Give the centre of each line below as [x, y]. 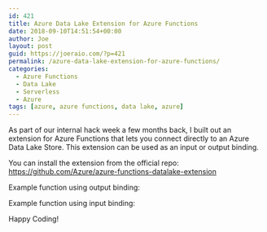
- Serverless [38, 92]
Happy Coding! [34, 219]
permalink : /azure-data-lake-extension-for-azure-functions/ [114, 62]
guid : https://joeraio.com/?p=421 [67, 54]
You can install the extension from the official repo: [94, 163]
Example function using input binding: [72, 204]
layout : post [31, 46]
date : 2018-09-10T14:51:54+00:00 [65, 31]
